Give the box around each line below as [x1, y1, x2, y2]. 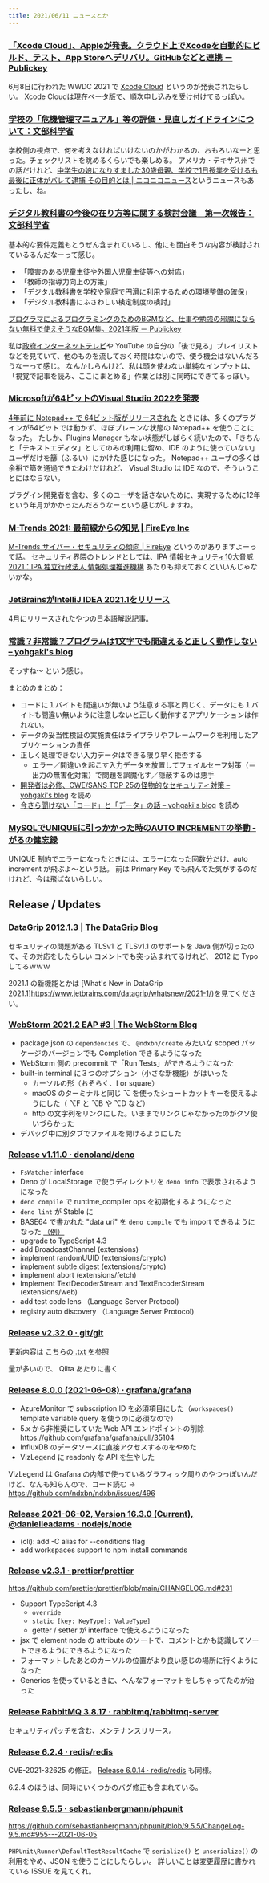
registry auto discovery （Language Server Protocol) [19, 1306, 195, 1317]
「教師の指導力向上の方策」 [19, 276, 112, 286]
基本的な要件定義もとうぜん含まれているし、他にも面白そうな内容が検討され [8, 239, 261, 249]
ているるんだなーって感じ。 [8, 250, 100, 259]
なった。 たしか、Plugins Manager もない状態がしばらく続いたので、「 [8, 433, 239, 442]
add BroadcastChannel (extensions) [19, 1245, 139, 1254]
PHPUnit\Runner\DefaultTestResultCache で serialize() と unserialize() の [8, 1846, 259, 1856]
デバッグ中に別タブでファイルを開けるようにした [19, 1128, 182, 1138]
